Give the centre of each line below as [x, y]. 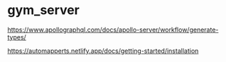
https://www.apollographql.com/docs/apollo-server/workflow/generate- [113, 30]
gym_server [43, 10]
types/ [17, 37]
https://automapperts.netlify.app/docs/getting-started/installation [103, 51]
